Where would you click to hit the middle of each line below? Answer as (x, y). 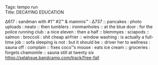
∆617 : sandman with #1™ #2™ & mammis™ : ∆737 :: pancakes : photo (73, 22)
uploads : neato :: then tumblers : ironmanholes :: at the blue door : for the (79, 27)
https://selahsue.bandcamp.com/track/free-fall (52, 57)
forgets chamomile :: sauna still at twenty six (50, 52)
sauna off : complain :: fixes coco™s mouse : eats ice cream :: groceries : (78, 47)
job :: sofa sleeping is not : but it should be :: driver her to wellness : (83, 42)
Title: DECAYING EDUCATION (35, 12)
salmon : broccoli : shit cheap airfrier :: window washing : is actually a (75, 37)
